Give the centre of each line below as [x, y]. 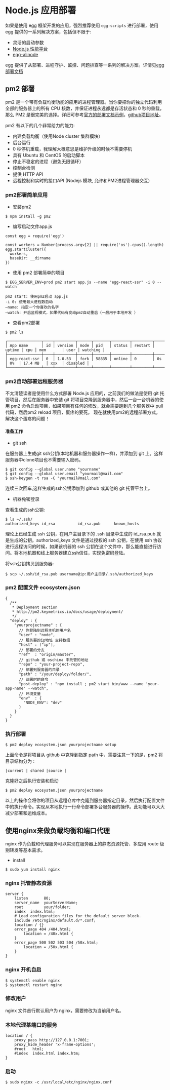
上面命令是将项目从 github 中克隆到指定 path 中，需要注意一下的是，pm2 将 [84, 755]
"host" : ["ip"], [37, 645]
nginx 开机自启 [23, 969]
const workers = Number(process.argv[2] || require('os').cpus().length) [85, 245]
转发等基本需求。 [27, 850]
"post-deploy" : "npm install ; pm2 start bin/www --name [81, 684]
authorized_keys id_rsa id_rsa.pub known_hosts [72, 524]
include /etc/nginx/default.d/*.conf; [55, 921]
